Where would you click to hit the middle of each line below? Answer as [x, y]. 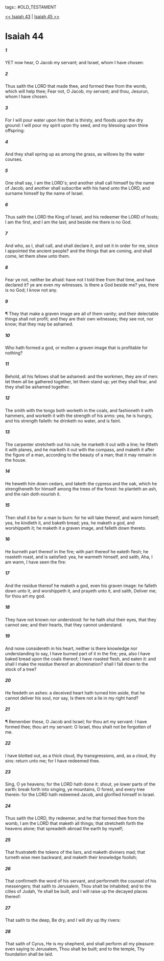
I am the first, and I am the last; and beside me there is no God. [69, 222]
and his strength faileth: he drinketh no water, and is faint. [63, 420]
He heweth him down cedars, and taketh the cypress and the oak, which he [81, 483]
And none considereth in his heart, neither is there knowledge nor [71, 648]
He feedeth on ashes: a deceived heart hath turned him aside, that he [75, 692]
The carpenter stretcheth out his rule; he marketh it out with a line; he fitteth [82, 444]
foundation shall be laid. [29, 954]
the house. [16, 460]
